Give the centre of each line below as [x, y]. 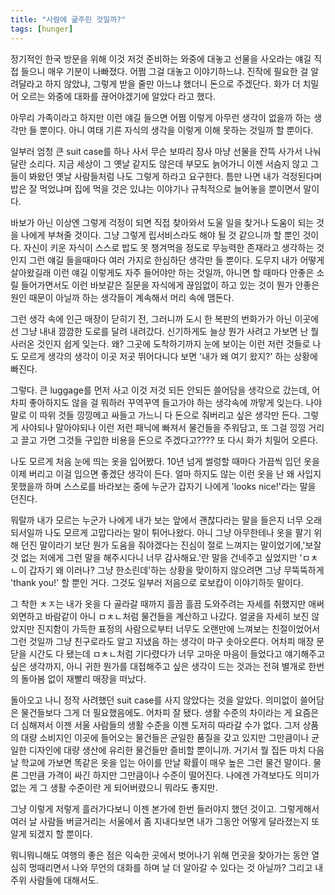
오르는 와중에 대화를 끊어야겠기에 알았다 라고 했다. [118, 96]
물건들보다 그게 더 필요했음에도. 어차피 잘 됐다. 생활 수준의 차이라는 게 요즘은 [170, 712]
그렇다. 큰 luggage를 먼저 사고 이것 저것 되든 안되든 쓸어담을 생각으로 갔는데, [160, 390]
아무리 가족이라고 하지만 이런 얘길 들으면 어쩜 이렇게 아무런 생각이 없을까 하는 [161, 117]
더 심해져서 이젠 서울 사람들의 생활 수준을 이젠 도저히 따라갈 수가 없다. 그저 [155, 725]
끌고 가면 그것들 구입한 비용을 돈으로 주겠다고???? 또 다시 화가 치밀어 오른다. [169, 440]
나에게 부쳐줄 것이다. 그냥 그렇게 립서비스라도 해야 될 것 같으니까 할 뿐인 [160, 235]
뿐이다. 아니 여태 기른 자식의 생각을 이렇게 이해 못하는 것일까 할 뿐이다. [176, 130]
